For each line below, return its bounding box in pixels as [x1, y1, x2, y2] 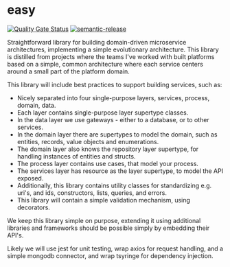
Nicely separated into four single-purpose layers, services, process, [16, 93, 210, 102]
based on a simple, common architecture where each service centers [7, 60, 204, 68]
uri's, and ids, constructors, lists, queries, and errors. [16, 188, 167, 197]
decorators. [16, 203, 50, 211]
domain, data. [16, 101, 56, 109]
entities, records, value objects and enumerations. [16, 137, 159, 146]
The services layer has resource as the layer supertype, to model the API [16, 167, 224, 175]
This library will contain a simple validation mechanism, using [16, 196, 191, 204]
